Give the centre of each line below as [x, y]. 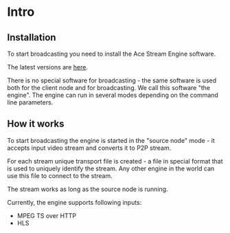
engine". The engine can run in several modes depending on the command [113, 95]
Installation [32, 37]
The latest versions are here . [47, 67]
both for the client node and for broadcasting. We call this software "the [109, 88]
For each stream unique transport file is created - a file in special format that [115, 161]
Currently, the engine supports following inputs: [74, 202]
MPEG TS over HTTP [47, 215]
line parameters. [30, 102]
